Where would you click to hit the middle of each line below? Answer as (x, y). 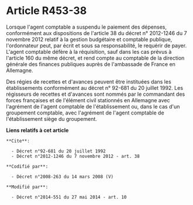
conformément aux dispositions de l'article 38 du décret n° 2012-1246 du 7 (96, 33)
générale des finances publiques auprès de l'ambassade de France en (91, 64)
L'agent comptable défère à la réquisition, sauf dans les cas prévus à (89, 51)
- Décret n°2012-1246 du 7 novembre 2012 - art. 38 (76, 156)
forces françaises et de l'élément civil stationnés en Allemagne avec (88, 100)
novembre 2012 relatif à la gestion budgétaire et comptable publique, (89, 39)
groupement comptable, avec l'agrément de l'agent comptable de (85, 113)
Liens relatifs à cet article (37, 130)
